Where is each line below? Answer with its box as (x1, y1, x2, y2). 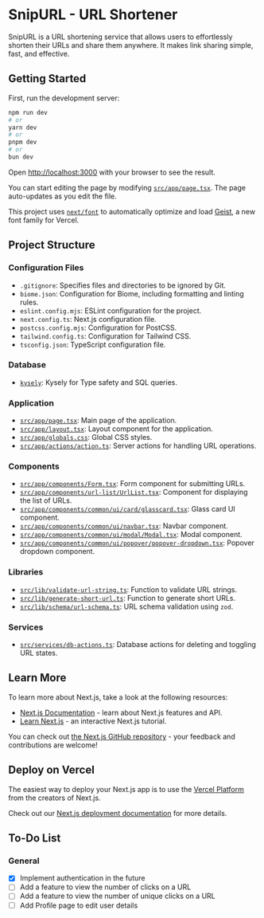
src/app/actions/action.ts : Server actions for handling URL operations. (19, 441, 257, 451)
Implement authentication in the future (19, 873, 146, 883)
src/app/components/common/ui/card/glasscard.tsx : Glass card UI (19, 504, 236, 514)
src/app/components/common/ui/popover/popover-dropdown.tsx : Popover (19, 538, 254, 547)
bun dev (8, 153, 34, 161)
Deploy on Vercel (8, 763, 95, 777)
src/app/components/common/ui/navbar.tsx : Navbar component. (19, 521, 228, 531)
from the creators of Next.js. (8, 793, 101, 802)
